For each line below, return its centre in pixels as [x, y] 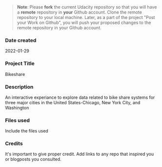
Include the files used [27, 131]
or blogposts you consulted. [33, 159]
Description [19, 87]
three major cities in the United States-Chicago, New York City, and [73, 102]
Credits [14, 144]
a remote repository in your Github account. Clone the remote [80, 12]
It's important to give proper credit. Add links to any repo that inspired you [80, 154]
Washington [17, 108]
